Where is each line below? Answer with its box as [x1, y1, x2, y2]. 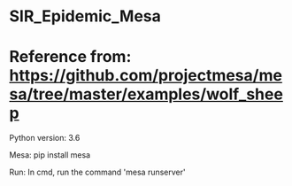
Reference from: [9, 47, 132, 67]
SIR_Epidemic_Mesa [9, 6, 162, 27]
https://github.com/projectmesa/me [9, 66, 283, 86]
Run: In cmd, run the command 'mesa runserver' [9, 167, 186, 178]
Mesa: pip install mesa [9, 150, 91, 160]
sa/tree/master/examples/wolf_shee [9, 84, 283, 105]
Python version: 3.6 [9, 133, 81, 143]
